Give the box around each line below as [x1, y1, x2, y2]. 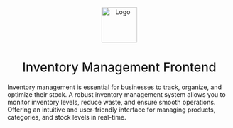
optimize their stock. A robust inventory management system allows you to [7, 90, 226, 98]
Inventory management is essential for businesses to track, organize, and [7, 83, 222, 91]
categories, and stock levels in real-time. [7, 112, 126, 121]
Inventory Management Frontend [22, 59, 217, 76]
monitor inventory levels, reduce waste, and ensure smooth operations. [7, 98, 216, 106]
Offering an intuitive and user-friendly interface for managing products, [7, 105, 216, 114]
